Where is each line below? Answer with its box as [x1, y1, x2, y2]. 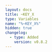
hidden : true [5, 26, 32, 31]
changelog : [5, 30, 28, 35]
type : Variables [5, 16, 39, 21]
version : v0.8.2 [14, 40, 48, 45]
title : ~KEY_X [5, 12, 35, 17]
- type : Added [9, 35, 39, 40]
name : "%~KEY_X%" [5, 21, 41, 26]
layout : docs [5, 7, 32, 12]
